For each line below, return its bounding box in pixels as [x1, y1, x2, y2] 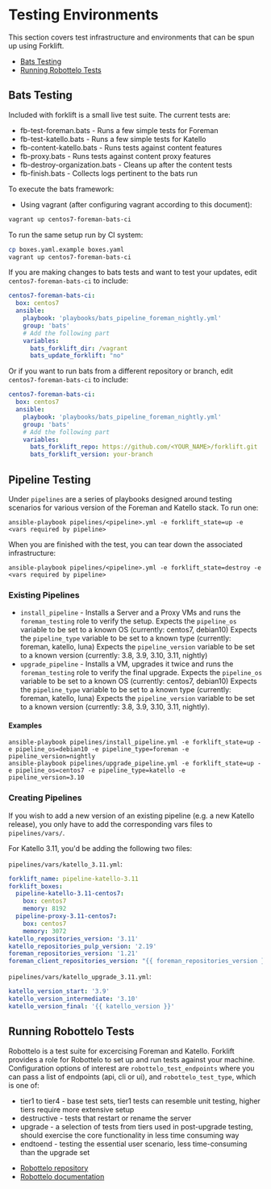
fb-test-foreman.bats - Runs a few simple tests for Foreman [19, 125, 219, 135]
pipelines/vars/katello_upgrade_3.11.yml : [8, 972, 152, 982]
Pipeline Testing [8, 473, 91, 486]
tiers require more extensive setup [19, 1104, 135, 1114]
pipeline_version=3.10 [8, 774, 85, 782]
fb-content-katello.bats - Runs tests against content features [19, 143, 223, 152]
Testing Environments [8, 6, 159, 24]
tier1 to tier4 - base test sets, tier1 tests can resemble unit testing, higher [19, 1095, 261, 1106]
